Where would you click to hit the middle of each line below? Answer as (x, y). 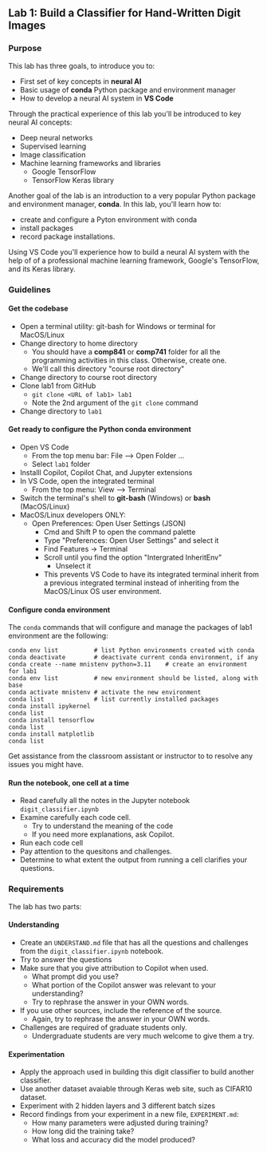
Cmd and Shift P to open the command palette (120, 532)
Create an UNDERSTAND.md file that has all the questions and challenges (134, 942)
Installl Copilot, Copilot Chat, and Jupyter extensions (106, 473)
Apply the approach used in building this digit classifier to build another (137, 1072)
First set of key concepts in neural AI (80, 81)
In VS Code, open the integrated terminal (87, 481)
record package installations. (67, 236)
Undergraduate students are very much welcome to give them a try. (143, 1035)
